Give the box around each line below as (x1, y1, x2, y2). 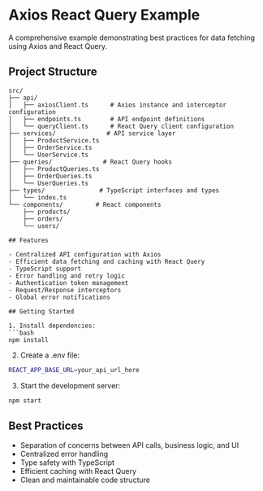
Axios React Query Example (8, 6, 200, 24)
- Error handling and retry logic (8, 271, 126, 280)
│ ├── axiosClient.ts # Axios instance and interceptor (8, 100, 227, 109)
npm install (8, 335, 49, 344)
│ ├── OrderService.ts (8, 143, 93, 151)
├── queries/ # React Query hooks (8, 157, 173, 166)
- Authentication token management (8, 278, 129, 287)
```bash (8, 328, 35, 337)
